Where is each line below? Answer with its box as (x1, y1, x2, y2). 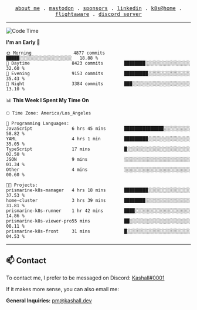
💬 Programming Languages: (6, 120, 69, 126)
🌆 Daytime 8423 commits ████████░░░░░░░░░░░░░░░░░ (6, 60, 191, 66)
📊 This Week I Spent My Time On (6, 97, 89, 103)
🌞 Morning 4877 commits (6, 50, 106, 56)
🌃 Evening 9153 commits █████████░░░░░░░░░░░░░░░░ (6, 70, 191, 76)
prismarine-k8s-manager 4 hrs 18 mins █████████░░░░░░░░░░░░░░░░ (6, 187, 191, 193)
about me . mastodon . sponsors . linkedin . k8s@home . (15, 5, 182, 11)
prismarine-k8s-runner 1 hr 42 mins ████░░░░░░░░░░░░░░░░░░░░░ (6, 208, 191, 214)
